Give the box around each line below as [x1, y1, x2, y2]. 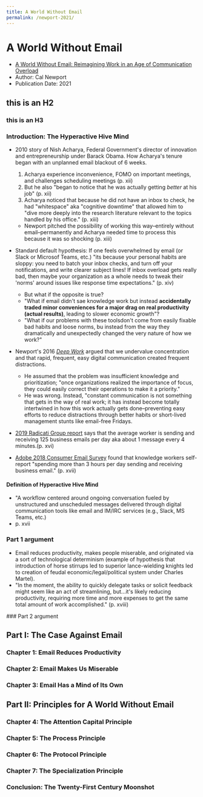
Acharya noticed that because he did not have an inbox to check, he [24, 197, 195, 204]
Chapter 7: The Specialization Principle [6, 766, 124, 775]
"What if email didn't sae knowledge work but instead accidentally [24, 297, 191, 305]
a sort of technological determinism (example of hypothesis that [15, 555, 175, 563]
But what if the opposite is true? [24, 291, 104, 298]
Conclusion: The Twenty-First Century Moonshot [6, 782, 155, 791]
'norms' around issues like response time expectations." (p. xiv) [15, 279, 174, 287]
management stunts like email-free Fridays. [24, 418, 133, 425]
